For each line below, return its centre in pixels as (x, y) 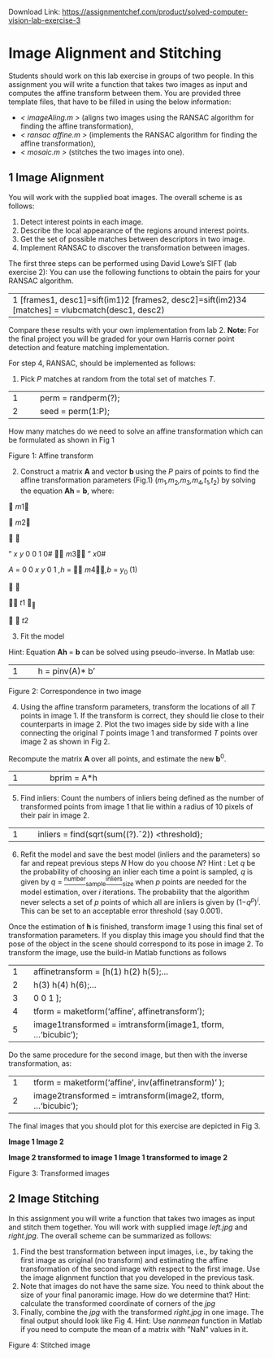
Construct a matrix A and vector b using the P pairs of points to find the (140, 471)
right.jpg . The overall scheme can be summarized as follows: (110, 1235)
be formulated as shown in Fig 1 (62, 439)
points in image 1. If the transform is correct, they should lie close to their (142, 716)
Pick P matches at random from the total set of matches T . (118, 378)
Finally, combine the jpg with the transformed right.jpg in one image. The (142, 1312)
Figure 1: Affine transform (51, 456)
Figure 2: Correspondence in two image (75, 692)
